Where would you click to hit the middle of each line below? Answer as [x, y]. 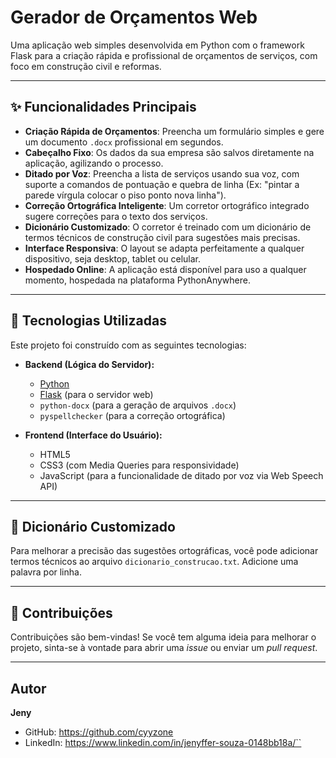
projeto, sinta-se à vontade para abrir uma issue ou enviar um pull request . [164, 648]
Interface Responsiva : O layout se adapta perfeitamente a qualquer [164, 248]
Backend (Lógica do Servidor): [89, 364]
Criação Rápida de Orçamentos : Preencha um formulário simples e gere [174, 131]
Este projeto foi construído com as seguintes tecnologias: [128, 345]
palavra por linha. [46, 572]
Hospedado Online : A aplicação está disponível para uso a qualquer [165, 269]
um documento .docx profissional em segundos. [124, 142]
